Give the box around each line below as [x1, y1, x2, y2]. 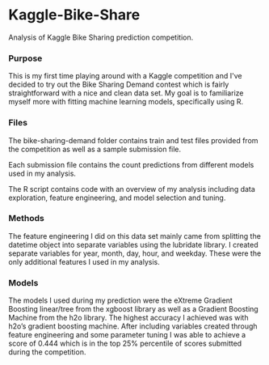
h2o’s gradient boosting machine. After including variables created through [8, 321, 258, 331]
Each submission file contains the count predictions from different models [8, 159, 254, 169]
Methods [8, 213, 44, 224]
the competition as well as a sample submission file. [8, 144, 182, 154]
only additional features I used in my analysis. [8, 257, 160, 266]
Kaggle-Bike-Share [8, 6, 141, 24]
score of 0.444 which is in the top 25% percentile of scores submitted [8, 338, 242, 349]
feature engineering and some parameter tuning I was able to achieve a [8, 330, 246, 340]
